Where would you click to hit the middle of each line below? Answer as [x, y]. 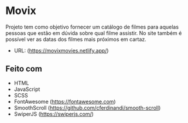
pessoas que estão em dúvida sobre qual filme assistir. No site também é [94, 33]
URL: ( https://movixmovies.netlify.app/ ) [61, 50]
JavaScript [27, 89]
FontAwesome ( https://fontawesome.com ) [65, 101]
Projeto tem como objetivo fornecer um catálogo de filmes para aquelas [92, 27]
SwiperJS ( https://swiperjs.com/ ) [54, 114]
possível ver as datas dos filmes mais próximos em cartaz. [76, 39]
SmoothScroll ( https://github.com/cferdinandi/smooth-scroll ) [87, 108]
